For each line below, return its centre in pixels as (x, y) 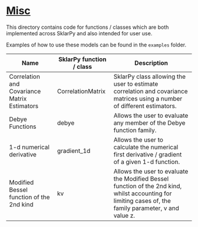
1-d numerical (29, 147)
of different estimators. (145, 106)
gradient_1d (74, 151)
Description (151, 63)
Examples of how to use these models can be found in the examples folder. (96, 45)
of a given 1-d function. (147, 162)
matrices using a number (148, 98)
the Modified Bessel (141, 179)
